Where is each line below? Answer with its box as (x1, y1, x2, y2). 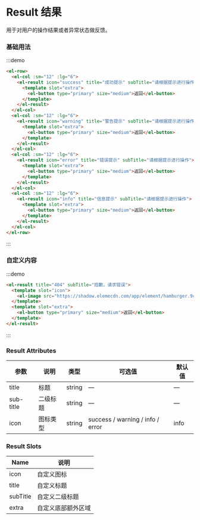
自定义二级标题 (37, 493, 79, 501)
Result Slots (6, 442, 42, 450)
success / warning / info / (88, 415, 160, 424)
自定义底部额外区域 (37, 504, 91, 512)
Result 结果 (6, 5, 62, 19)
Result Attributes (6, 346, 57, 354)
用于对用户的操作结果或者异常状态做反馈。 (6, 26, 111, 33)
